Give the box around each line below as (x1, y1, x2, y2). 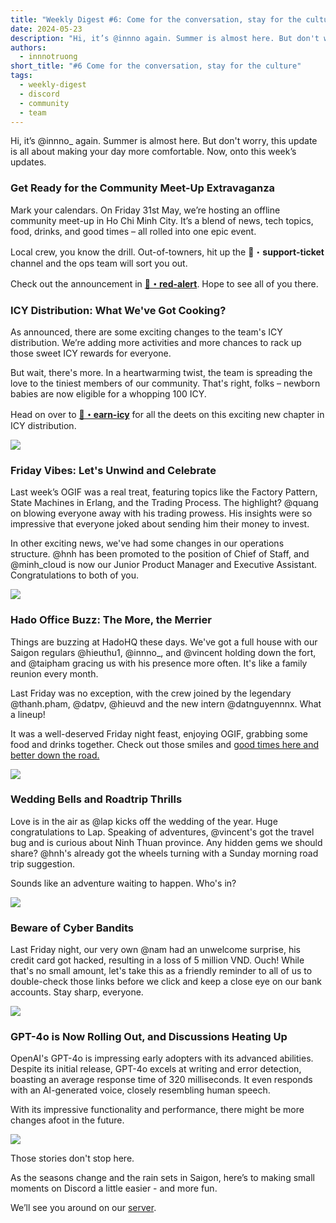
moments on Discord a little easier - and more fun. (10, 1182, 218, 1195)
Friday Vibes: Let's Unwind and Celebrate (10, 463, 217, 477)
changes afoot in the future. (10, 1114, 125, 1126)
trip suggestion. (10, 857, 75, 870)
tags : (10, 71, 33, 81)
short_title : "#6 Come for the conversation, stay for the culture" (10, 61, 302, 71)
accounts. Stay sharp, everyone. (10, 986, 144, 998)
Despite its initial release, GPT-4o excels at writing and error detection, (10, 1063, 302, 1075)
